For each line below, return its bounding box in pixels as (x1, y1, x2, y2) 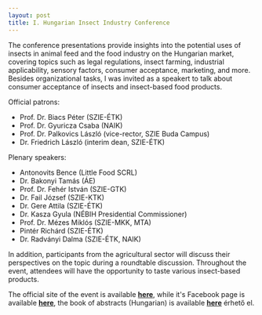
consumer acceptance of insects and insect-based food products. (8, 81, 222, 91)
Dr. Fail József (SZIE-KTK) (19, 193, 104, 202)
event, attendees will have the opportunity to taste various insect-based (8, 266, 241, 275)
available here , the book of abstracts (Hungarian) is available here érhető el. (8, 298, 255, 307)
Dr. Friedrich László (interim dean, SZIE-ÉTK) (19, 137, 165, 147)
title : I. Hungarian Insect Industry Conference (8, 19, 170, 27)
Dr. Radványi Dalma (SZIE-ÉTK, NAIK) (19, 234, 141, 244)
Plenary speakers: (8, 152, 67, 161)
